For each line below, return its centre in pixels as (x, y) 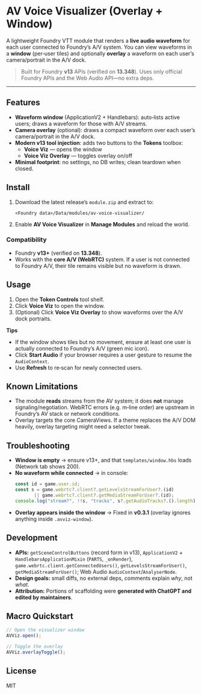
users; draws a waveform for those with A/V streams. (81, 123)
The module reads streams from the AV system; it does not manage (99, 401)
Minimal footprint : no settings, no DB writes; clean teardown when (98, 162)
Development (32, 538)
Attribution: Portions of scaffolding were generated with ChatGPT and (103, 591)
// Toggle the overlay (35, 647)
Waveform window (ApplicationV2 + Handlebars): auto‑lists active (97, 117)
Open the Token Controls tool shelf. (59, 299)
